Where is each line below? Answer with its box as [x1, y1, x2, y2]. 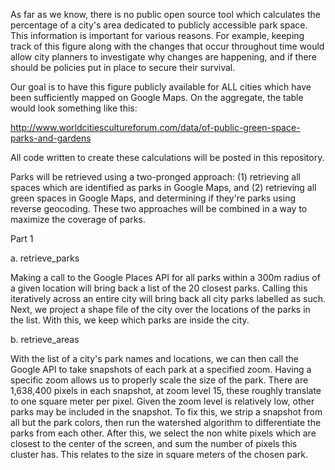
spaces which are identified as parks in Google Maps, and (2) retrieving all [10, 182, 317, 193]
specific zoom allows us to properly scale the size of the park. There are [10, 374, 309, 386]
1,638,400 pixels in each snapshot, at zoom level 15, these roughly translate [10, 385, 322, 396]
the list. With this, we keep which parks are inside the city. [10, 314, 250, 326]
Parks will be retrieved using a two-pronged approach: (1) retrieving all [10, 171, 301, 183]
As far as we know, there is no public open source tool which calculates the [10, 9, 321, 20]
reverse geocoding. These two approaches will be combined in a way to [10, 203, 308, 214]
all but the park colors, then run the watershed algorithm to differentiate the [10, 417, 322, 428]
